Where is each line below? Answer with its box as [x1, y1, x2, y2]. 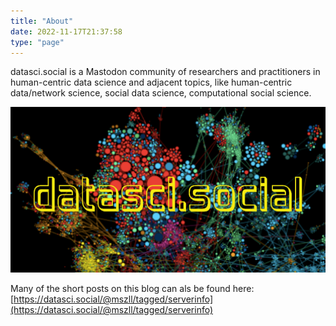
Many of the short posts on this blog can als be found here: [10, 283, 255, 295]
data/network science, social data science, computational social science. [10, 87, 312, 99]
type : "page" [10, 37, 65, 47]
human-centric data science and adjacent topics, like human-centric [10, 76, 293, 89]
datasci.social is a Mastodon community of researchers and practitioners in [10, 66, 321, 78]
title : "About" [10, 16, 74, 26]
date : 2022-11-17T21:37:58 [10, 26, 123, 37]
